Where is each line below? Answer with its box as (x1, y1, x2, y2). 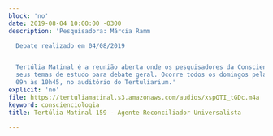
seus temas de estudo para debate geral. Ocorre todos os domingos (15, 70, 249, 79)
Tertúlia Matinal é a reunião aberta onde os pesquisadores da (15, 63, 234, 71)
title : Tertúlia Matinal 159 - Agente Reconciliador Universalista (8, 108, 242, 117)
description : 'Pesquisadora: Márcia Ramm (8, 27, 151, 35)
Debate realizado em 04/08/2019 (15, 41, 126, 49)
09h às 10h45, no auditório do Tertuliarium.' (15, 79, 176, 87)
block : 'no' (8, 11, 49, 20)
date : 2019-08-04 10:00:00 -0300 (8, 19, 122, 28)
